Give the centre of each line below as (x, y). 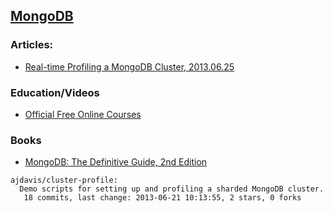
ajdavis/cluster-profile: (64, 180)
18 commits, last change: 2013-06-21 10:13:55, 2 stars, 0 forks (162, 198)
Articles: (32, 45)
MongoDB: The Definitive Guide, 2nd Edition (116, 162)
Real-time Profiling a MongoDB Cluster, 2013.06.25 (129, 66)
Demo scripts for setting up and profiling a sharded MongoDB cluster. (172, 189)
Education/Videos (55, 92)
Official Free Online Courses (83, 114)
